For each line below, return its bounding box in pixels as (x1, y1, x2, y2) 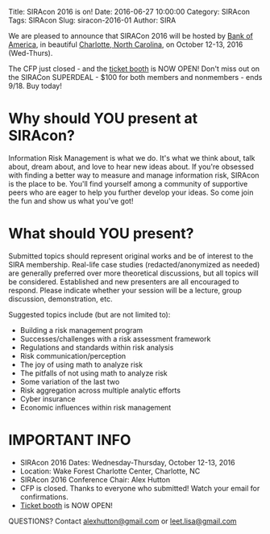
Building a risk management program (19, 325, 143, 334)
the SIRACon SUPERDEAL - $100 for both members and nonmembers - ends (8, 73, 263, 82)
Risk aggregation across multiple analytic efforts (19, 385, 181, 395)
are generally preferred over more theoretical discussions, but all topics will (8, 268, 260, 278)
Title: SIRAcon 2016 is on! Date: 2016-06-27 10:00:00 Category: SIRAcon (8, 7, 251, 16)
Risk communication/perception (19, 351, 127, 360)
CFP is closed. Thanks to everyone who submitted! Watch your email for (19, 483, 260, 493)
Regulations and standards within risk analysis (19, 343, 174, 352)
